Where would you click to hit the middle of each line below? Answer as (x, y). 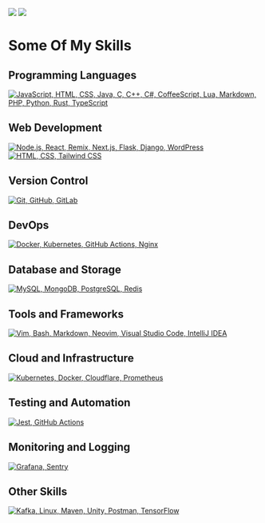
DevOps (29, 225)
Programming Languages (73, 75)
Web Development (55, 128)
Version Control (48, 181)
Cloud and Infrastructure (71, 359)
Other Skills (38, 491)
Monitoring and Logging (69, 447)
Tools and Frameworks (66, 314)
